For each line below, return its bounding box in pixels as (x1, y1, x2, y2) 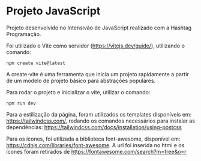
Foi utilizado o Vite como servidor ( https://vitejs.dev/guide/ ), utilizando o (6, 42, 185, 49)
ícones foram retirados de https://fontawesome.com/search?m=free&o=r (6, 148, 187, 155)
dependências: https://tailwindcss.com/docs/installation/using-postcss (6, 123, 182, 130)
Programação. (6, 30, 41, 37)
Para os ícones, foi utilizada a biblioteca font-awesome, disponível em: (6, 135, 181, 142)
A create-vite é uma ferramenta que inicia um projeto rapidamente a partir (6, 70, 189, 77)
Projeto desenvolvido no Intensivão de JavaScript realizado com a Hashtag (6, 24, 192, 31)
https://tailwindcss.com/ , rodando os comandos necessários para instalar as (6, 117, 195, 124)
